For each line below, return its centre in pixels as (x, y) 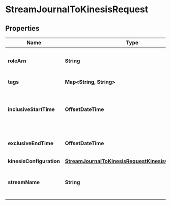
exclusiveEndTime (31, 143)
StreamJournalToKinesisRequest (77, 9)
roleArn (17, 61)
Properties (22, 28)
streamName (24, 182)
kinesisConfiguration (34, 161)
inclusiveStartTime (31, 109)
